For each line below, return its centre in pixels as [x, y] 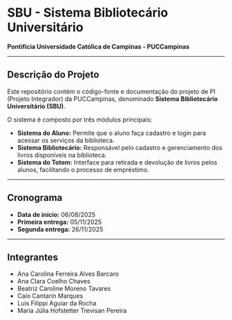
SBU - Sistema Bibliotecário [88, 13]
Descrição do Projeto [53, 75]
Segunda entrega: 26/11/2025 [60, 229]
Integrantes [33, 257]
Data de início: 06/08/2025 [56, 214]
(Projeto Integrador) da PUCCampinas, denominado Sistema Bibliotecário [113, 99]
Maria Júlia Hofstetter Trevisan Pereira [72, 311]
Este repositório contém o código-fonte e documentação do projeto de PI [112, 91]
